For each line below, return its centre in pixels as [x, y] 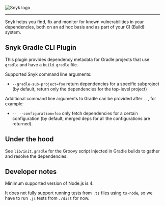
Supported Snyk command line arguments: [48, 74]
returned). [22, 123]
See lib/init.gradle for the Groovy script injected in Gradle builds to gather [82, 151]
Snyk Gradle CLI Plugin [41, 47]
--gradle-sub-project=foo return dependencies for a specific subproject [86, 84]
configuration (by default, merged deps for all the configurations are [81, 118]
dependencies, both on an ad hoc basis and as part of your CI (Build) [75, 27]
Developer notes [31, 172]
